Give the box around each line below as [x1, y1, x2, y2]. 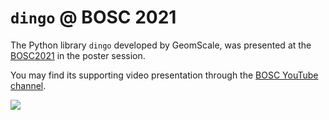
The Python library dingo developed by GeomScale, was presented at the [10, 39, 312, 51]
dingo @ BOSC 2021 [10, 6, 177, 29]
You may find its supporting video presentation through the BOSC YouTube [10, 69, 319, 81]
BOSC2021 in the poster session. [10, 49, 146, 61]
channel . [10, 79, 47, 91]
